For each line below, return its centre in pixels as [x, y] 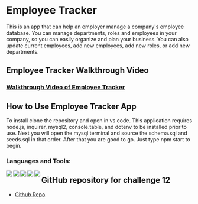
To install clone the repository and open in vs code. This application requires [99, 121]
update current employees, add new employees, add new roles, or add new [98, 46]
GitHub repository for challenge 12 [106, 180]
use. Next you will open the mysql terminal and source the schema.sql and [97, 133]
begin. [14, 146]
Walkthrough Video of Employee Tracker [66, 88]
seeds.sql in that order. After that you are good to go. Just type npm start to [98, 140]
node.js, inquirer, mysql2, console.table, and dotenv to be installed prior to [97, 127]
